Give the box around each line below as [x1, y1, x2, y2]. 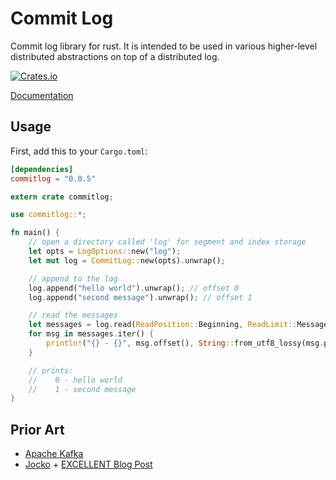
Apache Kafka [24, 448, 84, 460]
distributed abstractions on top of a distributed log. [10, 50, 220, 62]
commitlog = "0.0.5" [10, 173, 97, 184]
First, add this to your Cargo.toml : [10, 145, 148, 157]
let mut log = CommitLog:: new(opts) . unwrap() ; [28, 255, 226, 266]
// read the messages [28, 310, 118, 321]
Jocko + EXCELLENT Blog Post [24, 458, 153, 471]
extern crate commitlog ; [10, 192, 114, 202]
